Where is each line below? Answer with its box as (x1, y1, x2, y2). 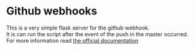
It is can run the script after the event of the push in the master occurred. (6, 30, 189, 37)
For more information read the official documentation (6, 37, 139, 44)
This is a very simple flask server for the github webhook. (6, 24, 150, 31)
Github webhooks (6, 4, 98, 18)
